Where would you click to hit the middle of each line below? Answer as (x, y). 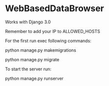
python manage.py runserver (34, 78)
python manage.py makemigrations (41, 50)
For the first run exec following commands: (48, 41)
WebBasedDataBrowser (54, 9)
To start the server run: (28, 69)
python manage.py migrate (32, 59)
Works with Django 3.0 (28, 22)
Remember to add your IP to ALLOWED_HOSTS (53, 31)
